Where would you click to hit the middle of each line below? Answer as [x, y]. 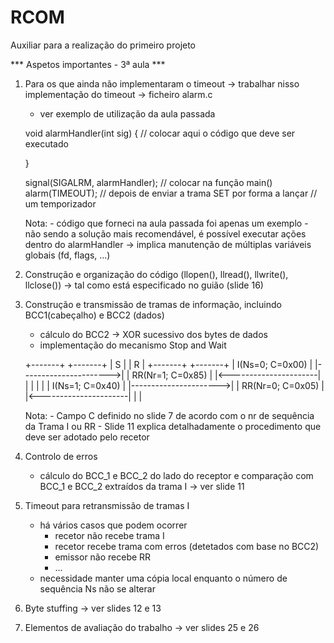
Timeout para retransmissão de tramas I [107, 505]
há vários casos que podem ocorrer [113, 525]
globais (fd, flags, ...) [67, 255]
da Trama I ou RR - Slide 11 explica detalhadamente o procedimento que [173, 426]
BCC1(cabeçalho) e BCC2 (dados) [94, 315]
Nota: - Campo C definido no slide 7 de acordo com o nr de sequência [169, 415]
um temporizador [60, 203]
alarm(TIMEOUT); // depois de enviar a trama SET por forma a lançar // [171, 193]
